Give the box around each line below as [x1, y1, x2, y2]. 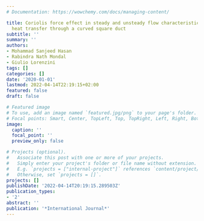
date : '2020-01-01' [6, 76, 56, 83]
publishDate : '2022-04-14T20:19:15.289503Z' [6, 183, 121, 189]
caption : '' [12, 127, 42, 133]
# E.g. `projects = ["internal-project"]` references [6, 166, 151, 172]
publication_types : [6, 189, 56, 195]
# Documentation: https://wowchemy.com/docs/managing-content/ [6, 8, 170, 15]
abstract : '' [6, 200, 39, 206]
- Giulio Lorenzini [6, 59, 56, 66]
